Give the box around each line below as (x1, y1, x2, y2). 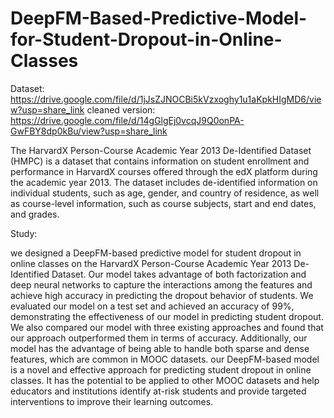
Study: (10, 227, 38, 239)
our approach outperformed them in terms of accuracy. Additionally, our (10, 332, 308, 344)
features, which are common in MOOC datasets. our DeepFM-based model (10, 353, 320, 365)
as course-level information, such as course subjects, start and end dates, (10, 197, 317, 209)
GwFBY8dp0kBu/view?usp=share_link (10, 125, 168, 137)
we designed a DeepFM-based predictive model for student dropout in (10, 247, 302, 259)
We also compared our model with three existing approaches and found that (10, 321, 324, 333)
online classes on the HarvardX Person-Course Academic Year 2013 (10, 257, 292, 269)
